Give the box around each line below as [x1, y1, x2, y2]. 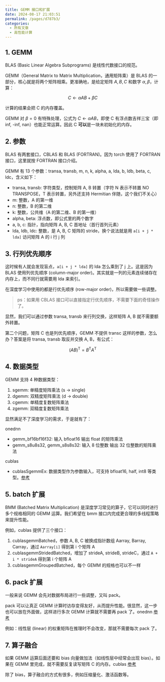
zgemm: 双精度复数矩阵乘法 [12, 405, 69, 411]
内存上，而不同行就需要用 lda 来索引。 [5, 276, 83, 282]
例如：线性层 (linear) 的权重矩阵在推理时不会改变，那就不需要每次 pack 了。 [5, 625, 160, 631]
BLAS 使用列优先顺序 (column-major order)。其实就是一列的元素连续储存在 [5, 270, 158, 276]
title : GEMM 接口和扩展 [5, 7, 50, 12]
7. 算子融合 [5, 641, 38, 649]
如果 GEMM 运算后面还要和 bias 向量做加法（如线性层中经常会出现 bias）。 [5, 655, 156, 661]
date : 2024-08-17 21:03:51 [5, 12, 61, 17]
